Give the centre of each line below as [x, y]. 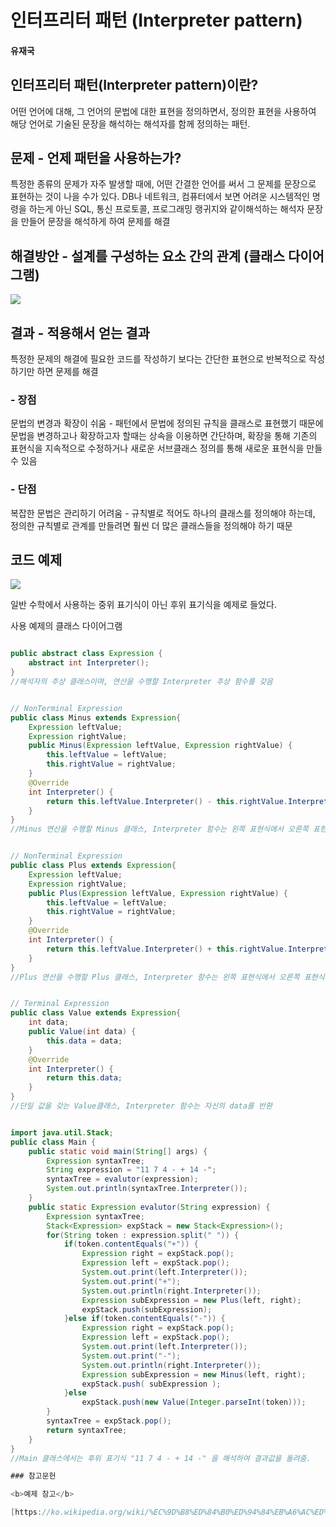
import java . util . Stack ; [62, 1132]
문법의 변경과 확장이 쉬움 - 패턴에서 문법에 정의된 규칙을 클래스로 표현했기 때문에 [167, 423]
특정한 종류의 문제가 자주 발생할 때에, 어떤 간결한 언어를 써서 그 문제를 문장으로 [163, 184]
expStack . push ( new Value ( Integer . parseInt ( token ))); [194, 1402]
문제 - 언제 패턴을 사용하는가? [96, 157]
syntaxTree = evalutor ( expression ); [122, 1179]
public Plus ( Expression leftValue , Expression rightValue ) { [158, 893]
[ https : [26, 1512]
